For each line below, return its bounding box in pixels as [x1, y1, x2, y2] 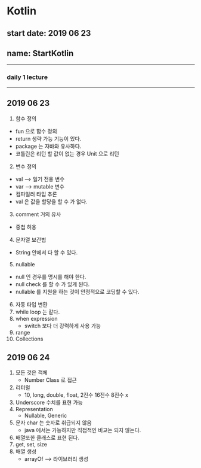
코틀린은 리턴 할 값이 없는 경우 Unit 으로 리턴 [15, 150, 119, 157]
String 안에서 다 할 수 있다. [15, 248, 78, 256]
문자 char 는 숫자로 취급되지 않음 [15, 419, 92, 426]
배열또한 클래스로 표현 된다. [15, 434, 80, 441]
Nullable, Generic [24, 412, 67, 420]
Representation [15, 406, 53, 413]
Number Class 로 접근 [24, 376, 77, 384]
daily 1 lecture [7, 73, 48, 81]
